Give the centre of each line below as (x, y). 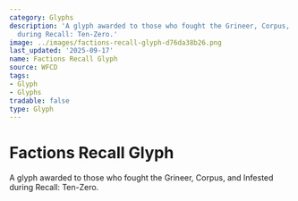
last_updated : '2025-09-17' (62, 51)
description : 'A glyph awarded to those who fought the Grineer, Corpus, (150, 26)
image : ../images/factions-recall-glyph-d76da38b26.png (115, 42)
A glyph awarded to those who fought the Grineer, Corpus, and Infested (141, 178)
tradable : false (39, 100)
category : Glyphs (42, 17)
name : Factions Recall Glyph (64, 59)
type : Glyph (31, 109)
